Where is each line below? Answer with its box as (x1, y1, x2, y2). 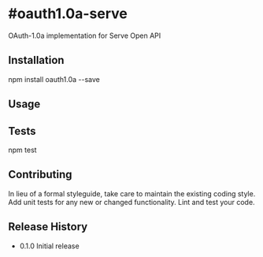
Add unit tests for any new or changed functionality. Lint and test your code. (8, 197, 255, 207)
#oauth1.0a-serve (8, 5, 128, 23)
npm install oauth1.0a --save (8, 74, 100, 84)
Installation (8, 54, 65, 67)
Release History (8, 220, 88, 233)
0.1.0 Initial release (19, 241, 80, 251)
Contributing (8, 168, 72, 181)
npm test (8, 145, 37, 155)
